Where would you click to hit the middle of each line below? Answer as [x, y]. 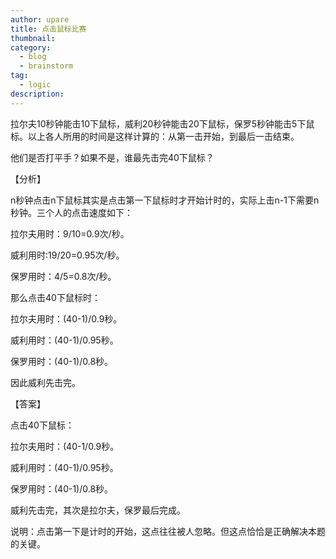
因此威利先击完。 [45, 382]
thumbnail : [33, 38]
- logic [35, 85]
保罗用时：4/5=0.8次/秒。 [63, 276]
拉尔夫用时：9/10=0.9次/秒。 [70, 233]
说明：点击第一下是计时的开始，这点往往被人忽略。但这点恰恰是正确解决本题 [168, 531]
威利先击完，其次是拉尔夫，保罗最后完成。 [98, 510]
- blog [33, 57]
